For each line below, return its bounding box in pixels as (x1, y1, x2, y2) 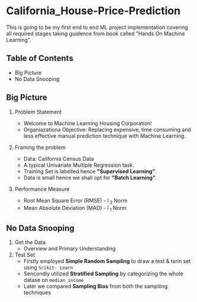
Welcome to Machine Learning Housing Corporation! (23, 119, 152, 126)
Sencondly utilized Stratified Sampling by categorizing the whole (23, 270, 183, 277)
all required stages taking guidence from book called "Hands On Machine (6, 30, 185, 37)
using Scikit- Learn (23, 264, 73, 271)
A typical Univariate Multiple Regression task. (23, 161, 134, 168)
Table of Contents (6, 53, 74, 63)
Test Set (14, 251, 35, 258)
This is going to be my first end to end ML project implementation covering (6, 24, 188, 31)
